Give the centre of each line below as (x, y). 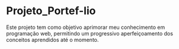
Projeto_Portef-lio (51, 11)
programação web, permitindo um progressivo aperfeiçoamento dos (90, 33)
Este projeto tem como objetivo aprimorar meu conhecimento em (86, 27)
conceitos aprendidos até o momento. (52, 40)
